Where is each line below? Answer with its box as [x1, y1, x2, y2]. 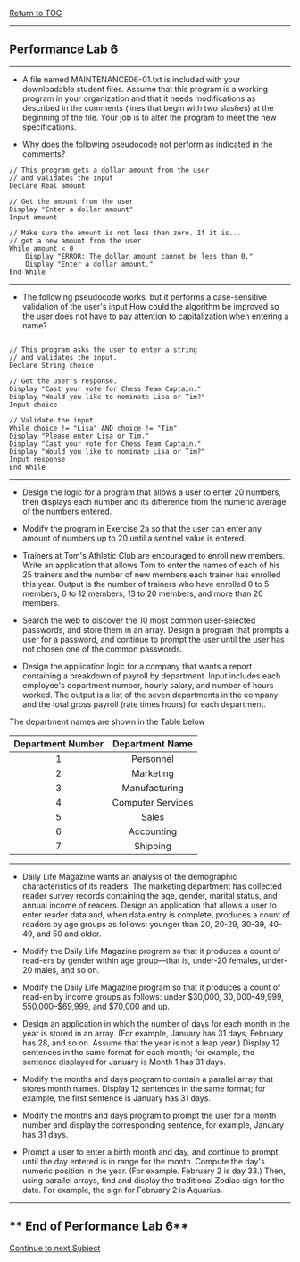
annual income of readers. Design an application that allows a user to [21, 900, 277, 910]
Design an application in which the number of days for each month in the [21, 1018, 290, 1028]
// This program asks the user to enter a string [9, 345, 198, 354]
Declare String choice [9, 361, 94, 370]
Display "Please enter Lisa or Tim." [9, 431, 150, 440]
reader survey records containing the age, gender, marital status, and [21, 890, 279, 900]
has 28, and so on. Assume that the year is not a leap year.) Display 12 [21, 1037, 280, 1048]
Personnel [131, 752, 174, 764]
